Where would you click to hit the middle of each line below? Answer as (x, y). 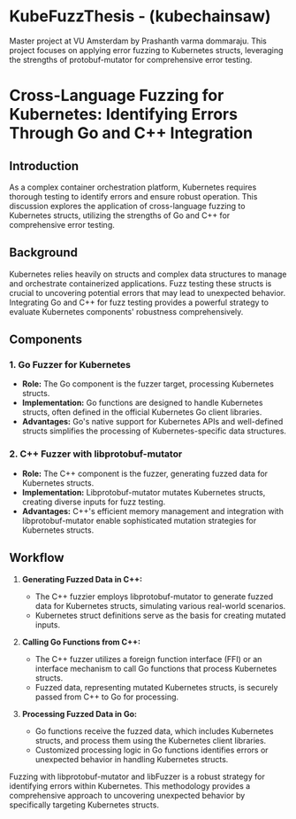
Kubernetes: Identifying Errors (124, 115)
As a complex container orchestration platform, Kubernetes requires (133, 187)
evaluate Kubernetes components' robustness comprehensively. (126, 311)
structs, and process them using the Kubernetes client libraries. (151, 740)
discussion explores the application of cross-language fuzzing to (127, 206)
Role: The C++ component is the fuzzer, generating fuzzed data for (144, 473)
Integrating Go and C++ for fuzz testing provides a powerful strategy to (139, 302)
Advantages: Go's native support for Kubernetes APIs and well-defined (152, 422)
